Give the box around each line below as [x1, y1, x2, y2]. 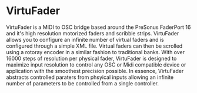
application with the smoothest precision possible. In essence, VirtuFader [6, 67, 184, 74]
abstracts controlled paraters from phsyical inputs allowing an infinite [6, 74, 174, 81]
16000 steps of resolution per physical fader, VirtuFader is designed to [6, 55, 177, 62]
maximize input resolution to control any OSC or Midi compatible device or [6, 61, 186, 68]
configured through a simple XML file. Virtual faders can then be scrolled [6, 42, 183, 49]
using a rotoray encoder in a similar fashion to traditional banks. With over [6, 48, 185, 55]
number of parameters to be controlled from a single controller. [6, 79, 159, 87]
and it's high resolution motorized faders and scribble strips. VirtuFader [6, 29, 179, 36]
